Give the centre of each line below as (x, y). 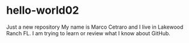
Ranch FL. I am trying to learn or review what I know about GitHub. (88, 33)
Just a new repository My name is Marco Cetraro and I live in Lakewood (95, 27)
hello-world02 (43, 10)
